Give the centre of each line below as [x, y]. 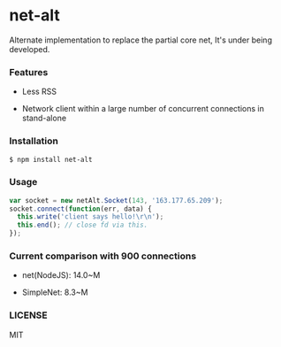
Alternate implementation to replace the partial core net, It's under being [140, 40]
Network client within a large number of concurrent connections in [143, 109]
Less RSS [39, 92]
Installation [34, 141]
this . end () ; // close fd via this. [83, 225]
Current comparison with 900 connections [103, 256]
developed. [30, 49]
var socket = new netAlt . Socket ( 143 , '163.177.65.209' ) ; [116, 200]
